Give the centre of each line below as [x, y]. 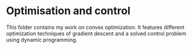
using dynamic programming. [42, 40]
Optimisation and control [68, 11]
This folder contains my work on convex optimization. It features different [95, 27]
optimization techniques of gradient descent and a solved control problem [96, 33]
